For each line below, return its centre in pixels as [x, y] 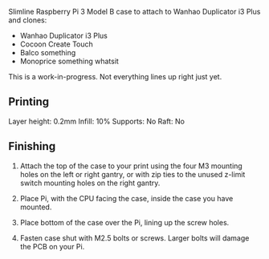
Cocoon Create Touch [57, 44]
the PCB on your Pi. [52, 246]
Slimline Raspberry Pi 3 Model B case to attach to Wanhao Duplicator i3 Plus [134, 12]
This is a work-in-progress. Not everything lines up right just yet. [115, 77]
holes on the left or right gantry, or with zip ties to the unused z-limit [132, 174]
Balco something [48, 53]
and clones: [28, 20]
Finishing [32, 146]
